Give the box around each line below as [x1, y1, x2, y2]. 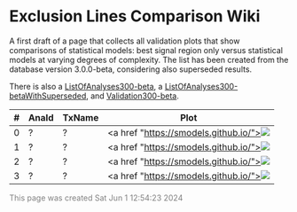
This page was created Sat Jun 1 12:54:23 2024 [9, 192, 184, 203]
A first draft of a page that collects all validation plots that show [9, 35, 240, 46]
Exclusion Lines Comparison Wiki [9, 6, 261, 27]
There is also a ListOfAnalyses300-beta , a [9, 81, 163, 91]
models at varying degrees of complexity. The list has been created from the [9, 54, 289, 65]
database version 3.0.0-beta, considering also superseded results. [9, 64, 253, 75]
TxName [62, 111, 99, 123]
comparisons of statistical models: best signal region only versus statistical [9, 44, 284, 55]
